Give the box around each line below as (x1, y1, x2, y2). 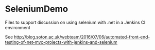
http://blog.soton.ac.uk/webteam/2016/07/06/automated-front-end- (14, 34, 150, 40)
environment (5, 24, 31, 30)
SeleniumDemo (5, 3, 68, 15)
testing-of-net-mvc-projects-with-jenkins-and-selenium (5, 39, 118, 45)
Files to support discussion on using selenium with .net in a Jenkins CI (5, 19, 146, 25)
